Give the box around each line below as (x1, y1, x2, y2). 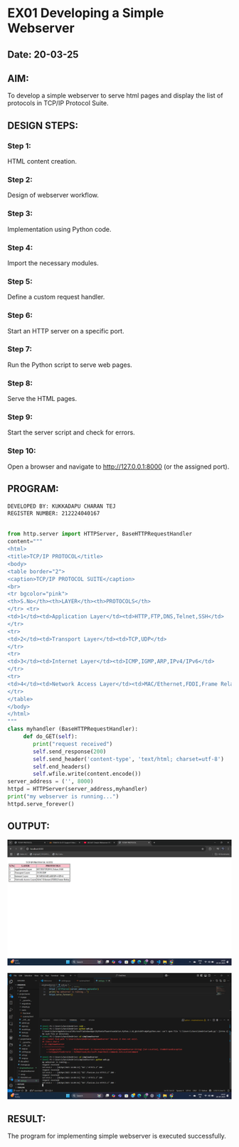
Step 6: (7, 311, 33, 321)
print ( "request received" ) (33, 740, 113, 747)
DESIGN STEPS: (7, 119, 79, 132)
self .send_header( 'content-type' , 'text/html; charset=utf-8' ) (33, 755, 224, 762)
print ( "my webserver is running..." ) (7, 793, 119, 801)
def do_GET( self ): (23, 733, 78, 740)
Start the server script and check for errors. (7, 428, 135, 437)
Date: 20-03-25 (7, 48, 79, 60)
